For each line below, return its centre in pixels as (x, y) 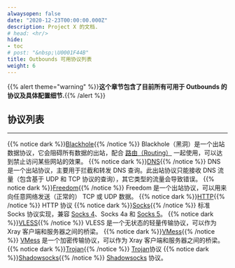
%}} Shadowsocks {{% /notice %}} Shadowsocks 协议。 (87, 258)
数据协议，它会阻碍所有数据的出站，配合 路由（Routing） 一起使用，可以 (112, 153)
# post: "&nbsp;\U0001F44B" (48, 53)
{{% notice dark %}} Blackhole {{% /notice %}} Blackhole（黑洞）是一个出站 (116, 144)
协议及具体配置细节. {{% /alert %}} (57, 95)
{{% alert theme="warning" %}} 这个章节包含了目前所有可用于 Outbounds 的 (117, 86)
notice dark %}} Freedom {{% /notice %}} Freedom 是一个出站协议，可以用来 (117, 188)
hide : (15, 40)
